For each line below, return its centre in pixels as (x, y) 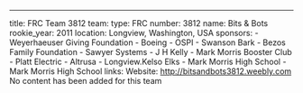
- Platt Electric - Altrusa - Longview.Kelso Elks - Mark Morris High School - (148, 61)
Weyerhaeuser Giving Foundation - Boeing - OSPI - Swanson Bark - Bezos (147, 42)
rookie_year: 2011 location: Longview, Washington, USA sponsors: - (134, 33)
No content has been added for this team (86, 81)
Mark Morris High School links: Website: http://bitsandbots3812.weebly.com (151, 71)
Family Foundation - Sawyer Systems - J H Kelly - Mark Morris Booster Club (151, 52)
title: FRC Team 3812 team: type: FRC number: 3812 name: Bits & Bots (139, 23)
